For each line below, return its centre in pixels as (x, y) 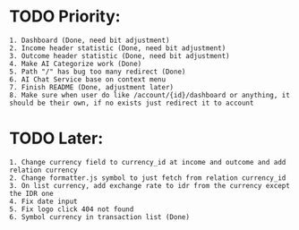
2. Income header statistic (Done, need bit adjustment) (118, 48)
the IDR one (31, 193)
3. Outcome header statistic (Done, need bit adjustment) (120, 55)
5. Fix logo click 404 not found (72, 209)
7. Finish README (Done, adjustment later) (92, 87)
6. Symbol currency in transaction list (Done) (100, 217)
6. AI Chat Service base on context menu (88, 79)
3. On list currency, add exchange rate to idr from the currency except (150, 185)
